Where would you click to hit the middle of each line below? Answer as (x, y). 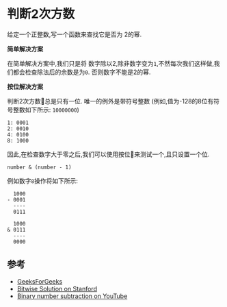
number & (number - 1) (39, 167)
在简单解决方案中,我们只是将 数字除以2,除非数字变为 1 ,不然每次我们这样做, (110, 63)
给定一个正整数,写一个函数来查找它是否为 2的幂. (75, 34)
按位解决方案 (25, 86)
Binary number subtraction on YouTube (72, 296)
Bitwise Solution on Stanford (57, 288)
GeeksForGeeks (40, 281)
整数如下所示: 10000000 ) (46, 110)
